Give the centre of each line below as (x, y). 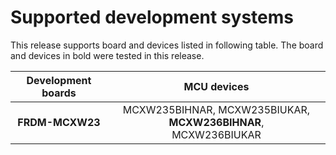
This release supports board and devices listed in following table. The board (167, 45)
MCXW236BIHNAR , (216, 122)
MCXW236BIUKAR (216, 134)
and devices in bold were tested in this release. (107, 55)
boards (59, 93)
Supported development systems (152, 17)
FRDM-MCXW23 (59, 122)
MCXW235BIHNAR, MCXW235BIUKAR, (216, 109)
